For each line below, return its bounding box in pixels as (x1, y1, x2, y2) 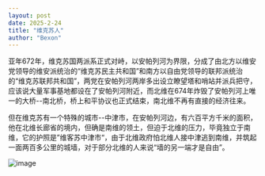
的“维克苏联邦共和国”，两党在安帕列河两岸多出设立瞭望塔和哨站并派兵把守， (8, 76, 257, 86)
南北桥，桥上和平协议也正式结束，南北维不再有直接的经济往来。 (42, 96, 251, 105)
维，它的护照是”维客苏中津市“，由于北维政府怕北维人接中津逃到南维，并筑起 (8, 132, 257, 143)
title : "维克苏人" (8, 26, 65, 34)
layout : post (8, 11, 51, 20)
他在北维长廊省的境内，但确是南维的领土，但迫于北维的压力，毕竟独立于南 (8, 123, 251, 132)
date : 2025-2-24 (8, 19, 62, 27)
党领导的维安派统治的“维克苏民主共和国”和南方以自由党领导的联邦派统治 (8, 67, 244, 76)
